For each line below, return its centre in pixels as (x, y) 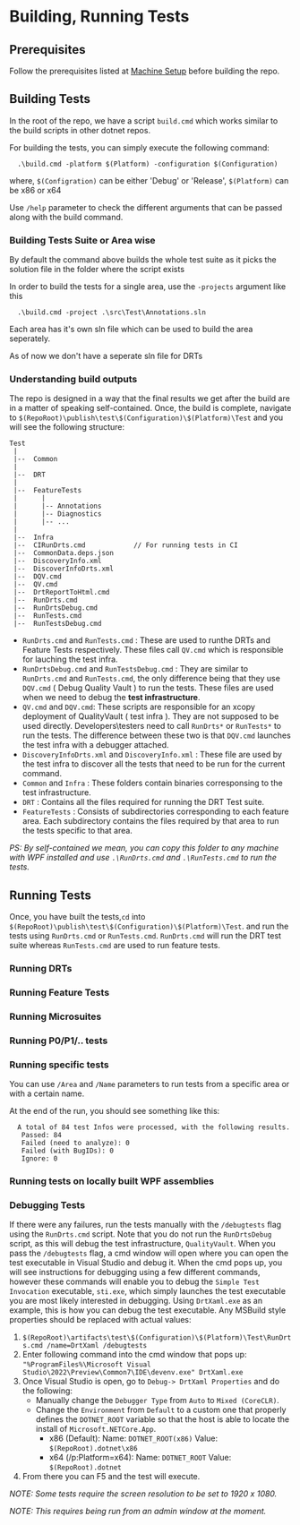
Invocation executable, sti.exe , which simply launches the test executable (148, 1291)
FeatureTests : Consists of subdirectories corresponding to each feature (155, 811)
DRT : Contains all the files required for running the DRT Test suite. (143, 802)
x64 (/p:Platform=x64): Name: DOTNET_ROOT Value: (140, 1458)
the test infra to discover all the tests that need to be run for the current (154, 764)
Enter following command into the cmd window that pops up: (134, 1355)
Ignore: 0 (39, 1159)
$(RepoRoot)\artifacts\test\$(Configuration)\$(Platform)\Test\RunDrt (157, 1338)
